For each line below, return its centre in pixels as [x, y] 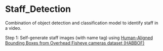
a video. [13, 28]
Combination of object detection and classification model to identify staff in [82, 23]
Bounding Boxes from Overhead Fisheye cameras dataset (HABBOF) [75, 43]
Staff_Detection [38, 9]
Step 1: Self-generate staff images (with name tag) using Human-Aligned [79, 38]
